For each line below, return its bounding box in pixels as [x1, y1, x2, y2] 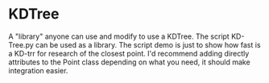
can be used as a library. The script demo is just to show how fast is [35, 39, 261, 49]
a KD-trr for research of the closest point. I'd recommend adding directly [8, 48, 250, 58]
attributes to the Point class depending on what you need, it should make [8, 57, 251, 67]
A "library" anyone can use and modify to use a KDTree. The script [8, 31, 230, 41]
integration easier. [8, 65, 68, 75]
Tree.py [8, 39, 34, 49]
